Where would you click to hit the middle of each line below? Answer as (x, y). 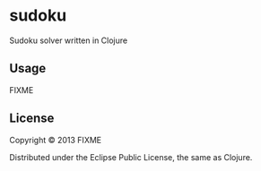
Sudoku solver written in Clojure (69, 40)
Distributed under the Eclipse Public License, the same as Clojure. (131, 157)
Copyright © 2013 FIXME (55, 140)
